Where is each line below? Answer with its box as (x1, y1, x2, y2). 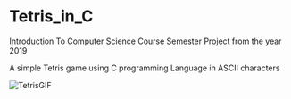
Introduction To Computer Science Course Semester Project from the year (9, 36, 282, 46)
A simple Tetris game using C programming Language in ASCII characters (9, 62, 280, 73)
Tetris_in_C (9, 6, 94, 27)
